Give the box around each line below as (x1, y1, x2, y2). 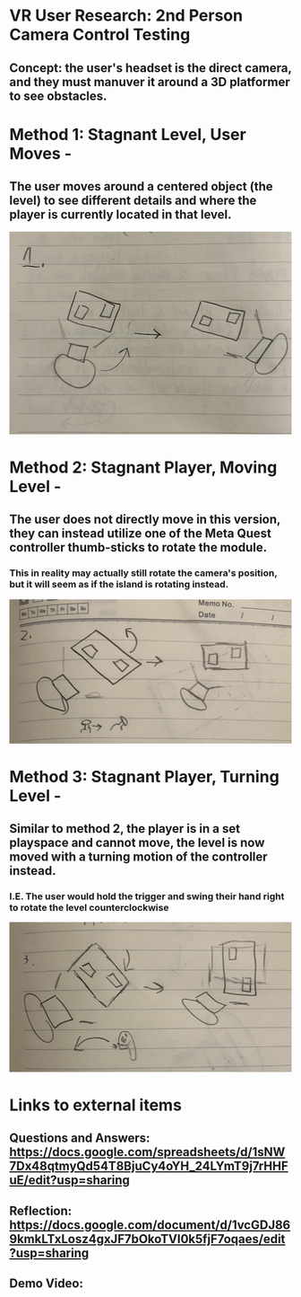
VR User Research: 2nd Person (9, 5, 244, 26)
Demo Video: (9, 1276, 83, 1291)
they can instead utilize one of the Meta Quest (9, 526, 271, 542)
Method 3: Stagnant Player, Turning (9, 766, 279, 787)
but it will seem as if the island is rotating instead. (9, 578, 229, 591)
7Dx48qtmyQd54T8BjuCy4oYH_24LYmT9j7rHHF (9, 1159, 288, 1174)
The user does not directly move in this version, (9, 512, 280, 527)
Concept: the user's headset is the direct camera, (9, 60, 292, 75)
